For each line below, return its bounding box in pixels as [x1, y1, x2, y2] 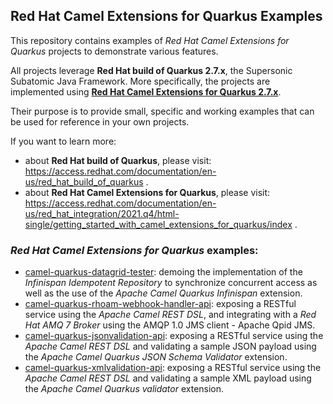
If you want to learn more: [10, 135, 117, 147]
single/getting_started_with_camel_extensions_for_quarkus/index [24, 218, 293, 230]
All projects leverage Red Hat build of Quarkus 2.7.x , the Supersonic [10, 64, 293, 76]
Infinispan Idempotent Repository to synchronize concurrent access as [24, 277, 318, 289]
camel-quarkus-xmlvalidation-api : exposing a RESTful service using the [24, 362, 322, 374]
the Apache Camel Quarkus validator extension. [24, 383, 225, 395]
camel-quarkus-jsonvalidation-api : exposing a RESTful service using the [24, 330, 324, 342]
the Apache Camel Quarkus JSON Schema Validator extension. [24, 351, 288, 363]
